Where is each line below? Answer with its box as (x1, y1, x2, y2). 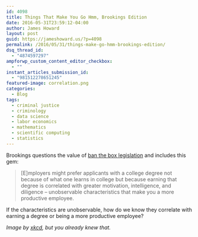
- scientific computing (11, 130, 70, 136)
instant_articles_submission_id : (6, 69, 89, 75)
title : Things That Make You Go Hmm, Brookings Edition (6, 14, 147, 20)
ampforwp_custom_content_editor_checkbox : (6, 58, 113, 64)
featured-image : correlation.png (6, 81, 89, 87)
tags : (6, 97, 20, 103)
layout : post (6, 31, 39, 37)
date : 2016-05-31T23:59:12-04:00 (6, 20, 89, 25)
